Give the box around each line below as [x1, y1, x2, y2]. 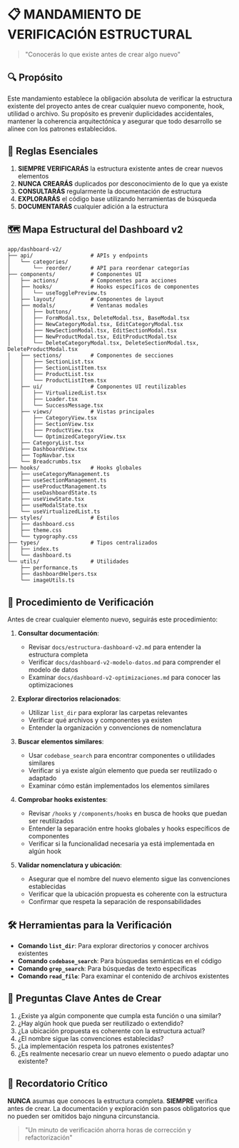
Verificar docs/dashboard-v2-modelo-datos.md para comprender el [28, 658, 221, 666]
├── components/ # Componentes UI [7, 271, 142, 278]
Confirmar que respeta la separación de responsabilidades [28, 898, 202, 906]
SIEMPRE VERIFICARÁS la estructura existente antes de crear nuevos [17, 164, 223, 173]
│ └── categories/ [7, 258, 69, 265]
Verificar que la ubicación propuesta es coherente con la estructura [28, 890, 228, 898]
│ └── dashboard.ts [7, 552, 72, 559]
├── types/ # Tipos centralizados [7, 539, 158, 547]
